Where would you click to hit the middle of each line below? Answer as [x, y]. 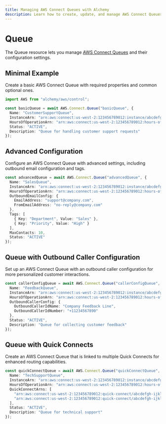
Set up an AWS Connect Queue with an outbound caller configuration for [79, 269]
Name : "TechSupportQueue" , [37, 376]
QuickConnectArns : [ [31, 389]
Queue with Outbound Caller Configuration [73, 257]
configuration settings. [28, 58]
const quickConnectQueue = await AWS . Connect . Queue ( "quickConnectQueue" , [83, 371]
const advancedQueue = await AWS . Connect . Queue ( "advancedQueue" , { [76, 178]
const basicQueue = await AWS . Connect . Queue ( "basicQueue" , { [69, 108]
